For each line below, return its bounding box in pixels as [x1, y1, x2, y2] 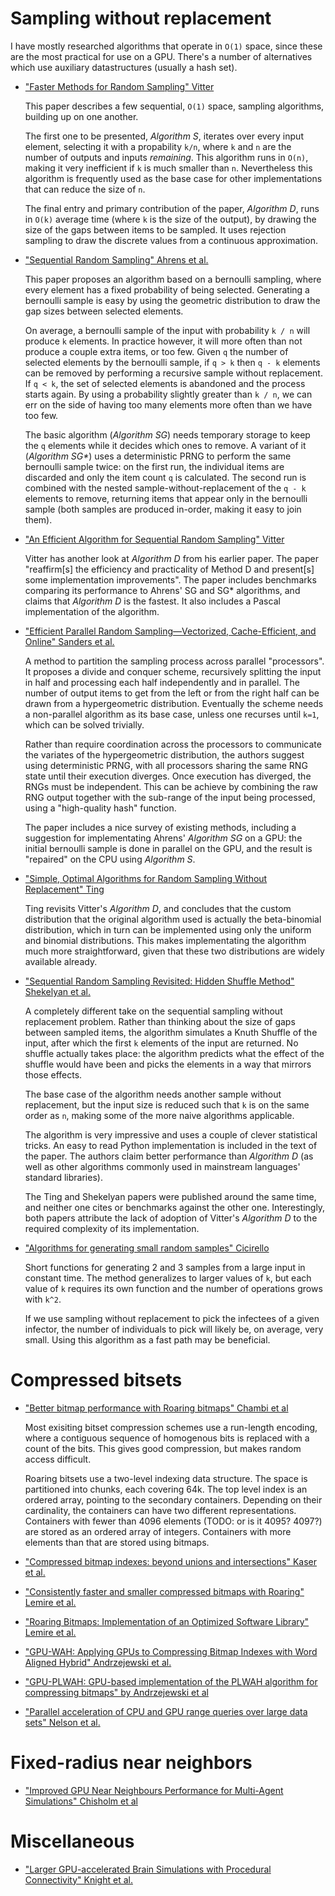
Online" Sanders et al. [24, 635, 115, 647]
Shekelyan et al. [24, 985, 92, 997]
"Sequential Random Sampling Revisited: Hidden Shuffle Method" [24, 975, 295, 987]
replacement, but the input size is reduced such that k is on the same [24, 1098, 310, 1111]
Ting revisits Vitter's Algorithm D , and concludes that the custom [24, 902, 292, 914]
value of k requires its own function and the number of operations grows [24, 1282, 323, 1294]
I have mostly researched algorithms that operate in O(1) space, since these [10, 40, 323, 52]
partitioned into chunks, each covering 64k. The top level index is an [24, 1483, 308, 1495]
